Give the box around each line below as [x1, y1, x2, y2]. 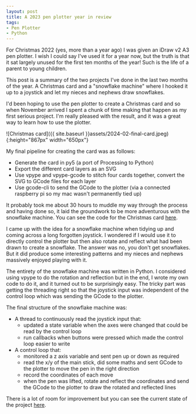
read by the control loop [23, 328, 82, 335]
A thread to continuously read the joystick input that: [14, 316, 142, 323]
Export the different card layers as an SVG [14, 165, 117, 173]
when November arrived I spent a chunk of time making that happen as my [6, 107, 187, 114]
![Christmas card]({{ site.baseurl [6, 130, 85, 138]
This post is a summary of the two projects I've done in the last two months [6, 77, 188, 84]
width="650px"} [49, 136, 89, 143]
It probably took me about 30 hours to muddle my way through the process [6, 201, 188, 208]
